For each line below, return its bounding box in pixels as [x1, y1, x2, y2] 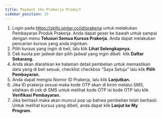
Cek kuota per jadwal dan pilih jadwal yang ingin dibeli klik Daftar [12, 51, 144, 56]
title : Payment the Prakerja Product [5, 7, 81, 12]
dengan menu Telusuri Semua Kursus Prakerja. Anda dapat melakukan [12, 35, 156, 41]
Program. [12, 107, 32, 113]
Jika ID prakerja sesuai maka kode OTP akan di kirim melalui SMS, [12, 82, 144, 87]
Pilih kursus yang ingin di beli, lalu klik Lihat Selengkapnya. [12, 46, 131, 51]
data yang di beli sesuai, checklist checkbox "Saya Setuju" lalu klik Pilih [12, 66, 156, 72]
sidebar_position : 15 [5, 12, 49, 17]
